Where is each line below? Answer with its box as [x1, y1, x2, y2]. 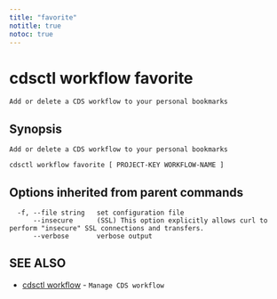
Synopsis [9, 121, 62, 136]
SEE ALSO [9, 255, 67, 271]
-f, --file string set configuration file [17, 208, 185, 217]
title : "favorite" [9, 12, 77, 22]
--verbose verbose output [32, 231, 153, 240]
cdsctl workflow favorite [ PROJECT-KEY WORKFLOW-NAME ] [9, 161, 225, 170]
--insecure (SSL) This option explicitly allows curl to [32, 215, 268, 225]
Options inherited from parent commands [9, 184, 244, 200]
